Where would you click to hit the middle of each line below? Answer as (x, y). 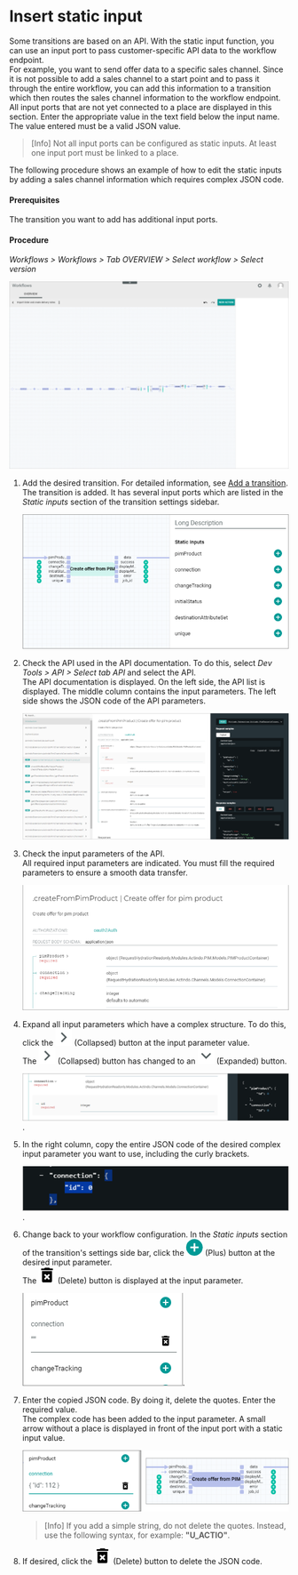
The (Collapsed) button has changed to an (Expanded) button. (154, 1061)
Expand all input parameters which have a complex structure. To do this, (154, 1024)
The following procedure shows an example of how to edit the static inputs (145, 170)
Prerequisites (35, 200)
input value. (43, 1438)
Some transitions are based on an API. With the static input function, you (142, 41)
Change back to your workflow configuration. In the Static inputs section (155, 1234)
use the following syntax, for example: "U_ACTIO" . (137, 1535)
